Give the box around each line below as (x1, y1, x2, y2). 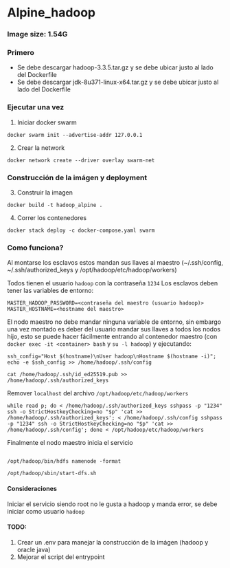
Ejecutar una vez (7, 102, 65, 112)
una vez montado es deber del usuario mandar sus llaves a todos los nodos (7, 325, 221, 334)
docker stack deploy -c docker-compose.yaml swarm (7, 227, 155, 234)
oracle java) (16, 545, 51, 554)
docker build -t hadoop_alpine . (7, 201, 103, 208)
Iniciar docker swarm (16, 118, 77, 127)
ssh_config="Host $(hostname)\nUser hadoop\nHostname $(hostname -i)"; (7, 353, 216, 360)
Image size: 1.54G (7, 30, 68, 39)
